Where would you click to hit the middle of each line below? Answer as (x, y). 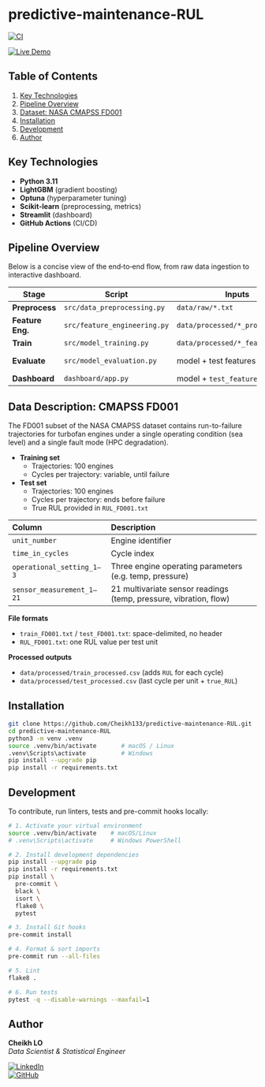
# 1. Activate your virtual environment (76, 825)
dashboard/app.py (96, 379)
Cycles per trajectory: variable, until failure (101, 475)
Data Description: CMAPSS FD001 (93, 406)
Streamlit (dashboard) (56, 214)
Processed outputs (40, 657)
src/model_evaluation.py (110, 361)
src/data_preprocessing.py (114, 308)
